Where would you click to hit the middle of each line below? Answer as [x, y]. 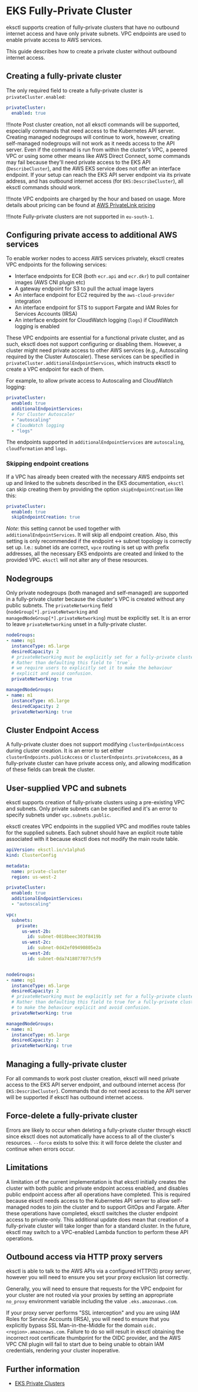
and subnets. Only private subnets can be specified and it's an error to [92, 809]
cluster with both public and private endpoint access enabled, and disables [97, 1188]
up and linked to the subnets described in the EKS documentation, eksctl [95, 483]
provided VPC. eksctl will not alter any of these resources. [77, 560]
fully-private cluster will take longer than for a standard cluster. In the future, [99, 1226]
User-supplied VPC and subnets [66, 788]
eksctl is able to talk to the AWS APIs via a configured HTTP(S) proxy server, [99, 1271]
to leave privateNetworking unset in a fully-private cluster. [77, 624]
